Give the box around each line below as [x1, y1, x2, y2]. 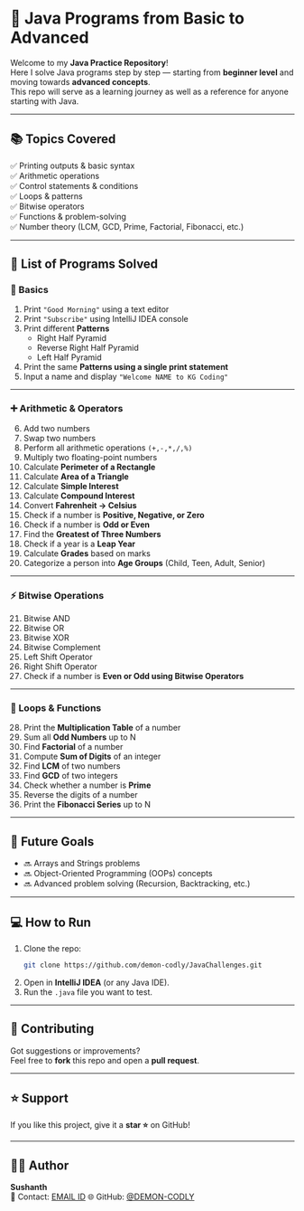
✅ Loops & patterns [10, 190, 84, 202]
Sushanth [10, 1182, 48, 1193]
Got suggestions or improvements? [10, 1045, 141, 1056]
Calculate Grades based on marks [23, 547, 152, 559]
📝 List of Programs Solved [10, 257, 159, 272]
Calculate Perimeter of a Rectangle [23, 461, 156, 472]
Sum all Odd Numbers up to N [23, 732, 136, 743]
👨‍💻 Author [10, 1158, 69, 1173]
